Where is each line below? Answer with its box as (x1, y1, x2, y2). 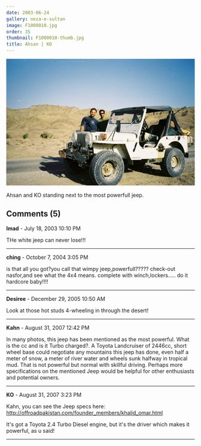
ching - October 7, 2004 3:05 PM (6, 254, 89, 261)
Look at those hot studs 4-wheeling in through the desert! (6, 306, 149, 314)
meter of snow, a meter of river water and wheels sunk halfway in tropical (6, 354, 188, 362)
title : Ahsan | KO (6, 41, 52, 47)
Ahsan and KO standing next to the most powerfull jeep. (6, 191, 144, 198)
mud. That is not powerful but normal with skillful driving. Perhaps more (6, 361, 183, 368)
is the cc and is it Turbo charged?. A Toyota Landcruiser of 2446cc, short (6, 342, 187, 349)
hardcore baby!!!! (6, 278, 49, 285)
